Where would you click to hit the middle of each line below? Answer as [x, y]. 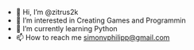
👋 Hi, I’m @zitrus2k [47, 12]
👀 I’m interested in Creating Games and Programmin [101, 20]
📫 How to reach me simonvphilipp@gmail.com [93, 37]
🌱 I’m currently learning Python [66, 29]
